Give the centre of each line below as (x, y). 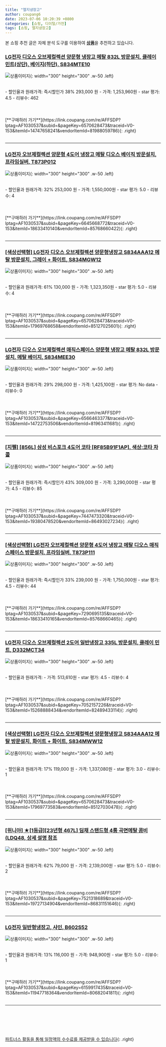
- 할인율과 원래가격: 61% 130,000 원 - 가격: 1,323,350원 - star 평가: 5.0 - (76, 287)
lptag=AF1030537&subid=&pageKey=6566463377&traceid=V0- (70, 419)
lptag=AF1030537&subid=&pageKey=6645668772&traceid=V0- (70, 223)
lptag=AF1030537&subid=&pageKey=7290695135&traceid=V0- (70, 613)
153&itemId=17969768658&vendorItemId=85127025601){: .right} (71, 326)
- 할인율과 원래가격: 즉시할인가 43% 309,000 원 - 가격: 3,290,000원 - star (78, 482)
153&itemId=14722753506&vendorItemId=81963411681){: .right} (70, 423)
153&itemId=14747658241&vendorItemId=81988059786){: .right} (71, 131)
